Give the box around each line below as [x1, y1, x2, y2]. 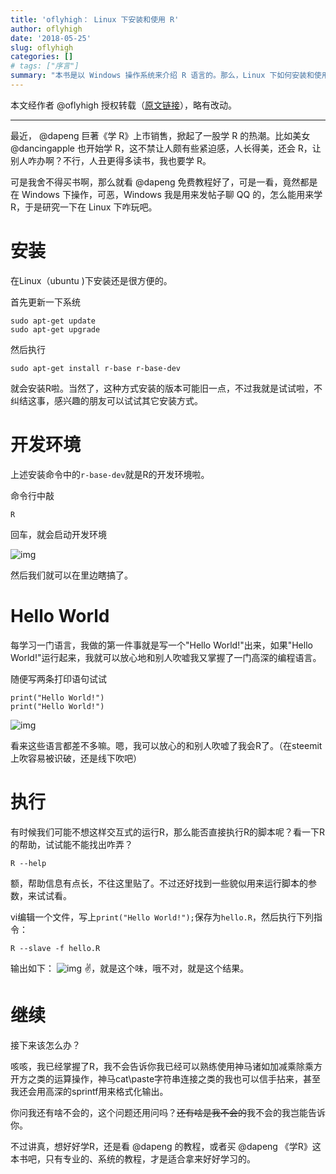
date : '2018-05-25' [10, 33, 92, 43]
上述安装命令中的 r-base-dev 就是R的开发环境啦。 [10, 468, 210, 480]
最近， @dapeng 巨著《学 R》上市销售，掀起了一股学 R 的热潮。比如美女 [10, 129, 311, 141]
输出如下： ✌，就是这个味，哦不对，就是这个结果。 [10, 962, 250, 974]
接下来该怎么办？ [10, 1039, 81, 1051]
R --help [10, 858, 47, 868]
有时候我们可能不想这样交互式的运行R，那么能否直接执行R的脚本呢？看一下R [10, 826, 326, 838]
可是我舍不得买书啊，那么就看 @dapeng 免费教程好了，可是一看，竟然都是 [10, 176, 318, 188]
